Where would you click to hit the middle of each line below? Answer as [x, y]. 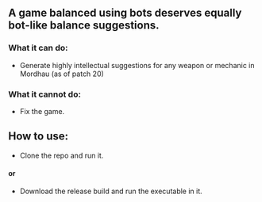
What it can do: [38, 48]
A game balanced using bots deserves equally [125, 13]
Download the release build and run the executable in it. [111, 191]
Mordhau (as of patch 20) [62, 74]
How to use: [39, 137]
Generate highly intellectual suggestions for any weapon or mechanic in [137, 65]
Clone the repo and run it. [62, 155]
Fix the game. [42, 111]
